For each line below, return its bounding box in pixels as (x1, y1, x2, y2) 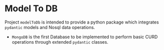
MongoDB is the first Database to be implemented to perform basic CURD (11, 34, 158, 40)
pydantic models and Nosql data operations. (4, 24, 95, 30)
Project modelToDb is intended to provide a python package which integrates (4, 19, 159, 25)
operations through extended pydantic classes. (11, 39, 109, 45)
